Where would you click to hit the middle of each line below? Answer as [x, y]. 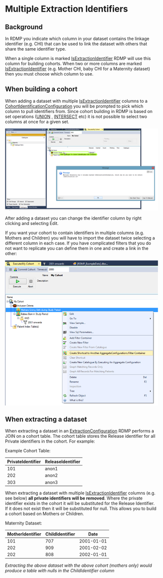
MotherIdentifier [24, 534]
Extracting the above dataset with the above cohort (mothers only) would [79, 565]
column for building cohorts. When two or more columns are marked [73, 64]
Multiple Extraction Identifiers [66, 9]
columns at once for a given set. [37, 121]
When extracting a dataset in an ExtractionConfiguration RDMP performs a [80, 431]
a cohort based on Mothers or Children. [44, 514]
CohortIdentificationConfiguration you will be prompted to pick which [74, 106]
